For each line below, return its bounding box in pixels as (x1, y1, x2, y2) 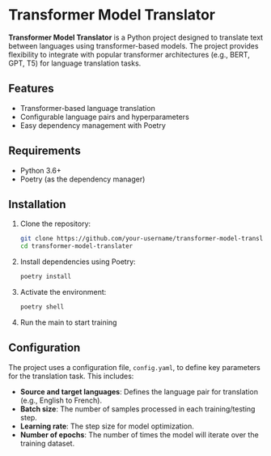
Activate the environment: (19, 288, 107, 296)
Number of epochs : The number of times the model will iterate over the (19, 429, 259, 439)
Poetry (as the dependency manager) (19, 174, 146, 184)
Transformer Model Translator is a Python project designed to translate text (8, 32, 264, 42)
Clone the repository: (19, 219, 91, 228)
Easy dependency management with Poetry (19, 120, 166, 130)
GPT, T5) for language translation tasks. (8, 58, 142, 68)
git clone (19, 235, 54, 243)
